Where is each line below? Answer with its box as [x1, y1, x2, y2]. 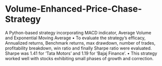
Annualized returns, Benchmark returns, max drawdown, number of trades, [5, 40, 156, 46]
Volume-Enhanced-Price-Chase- [5, 3, 142, 15]
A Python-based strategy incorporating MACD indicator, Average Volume [5, 30, 152, 35]
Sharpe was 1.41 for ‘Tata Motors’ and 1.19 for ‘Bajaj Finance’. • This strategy [5, 50, 157, 56]
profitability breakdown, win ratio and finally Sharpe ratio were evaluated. [5, 45, 152, 51]
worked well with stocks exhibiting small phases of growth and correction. [5, 55, 154, 61]
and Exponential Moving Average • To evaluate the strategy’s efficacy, [5, 35, 146, 41]
